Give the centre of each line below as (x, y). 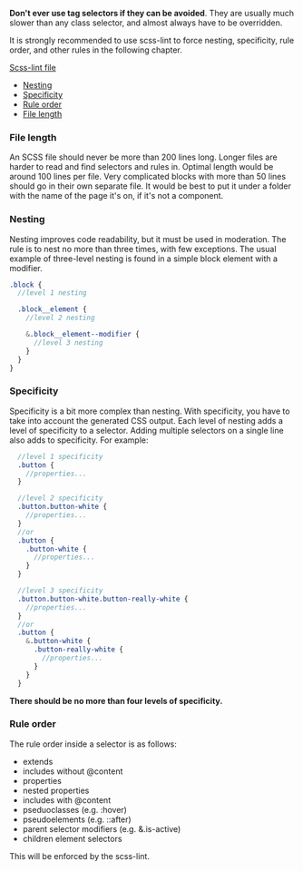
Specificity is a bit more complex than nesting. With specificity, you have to (150, 411)
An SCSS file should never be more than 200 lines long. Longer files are (144, 157)
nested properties (56, 790)
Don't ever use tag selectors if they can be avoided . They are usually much (152, 13)
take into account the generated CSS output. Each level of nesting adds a (147, 420)
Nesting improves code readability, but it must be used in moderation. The (148, 239)
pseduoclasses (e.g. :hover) (74, 809)
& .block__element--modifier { (83, 335)
